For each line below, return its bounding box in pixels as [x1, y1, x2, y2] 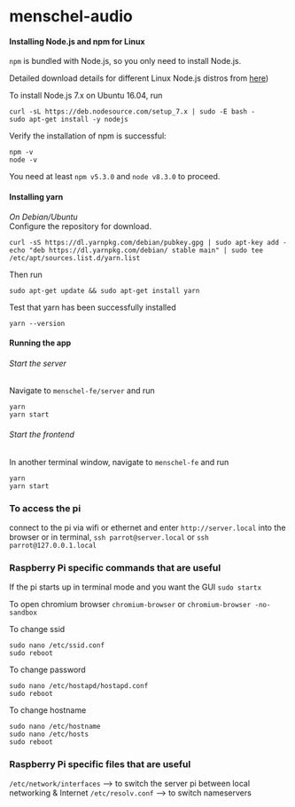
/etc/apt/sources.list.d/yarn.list [9, 253, 141, 263]
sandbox [9, 608, 38, 618]
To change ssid [9, 624, 66, 635]
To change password [9, 664, 86, 676]
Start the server [9, 358, 66, 368]
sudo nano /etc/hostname [9, 722, 101, 732]
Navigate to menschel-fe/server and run [9, 385, 155, 396]
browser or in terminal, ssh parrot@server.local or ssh [9, 531, 210, 542]
